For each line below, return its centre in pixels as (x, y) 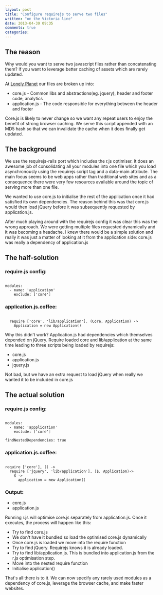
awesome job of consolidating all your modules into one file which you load (81, 166)
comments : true (20, 28)
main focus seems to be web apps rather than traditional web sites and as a (81, 176)
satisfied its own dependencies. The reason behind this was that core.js (77, 201)
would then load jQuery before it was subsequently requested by (70, 207)
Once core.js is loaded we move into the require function (69, 542)
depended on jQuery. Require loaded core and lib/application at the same (79, 340)
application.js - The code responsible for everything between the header (85, 104)
